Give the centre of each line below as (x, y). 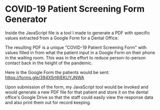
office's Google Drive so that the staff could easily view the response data (79, 97)
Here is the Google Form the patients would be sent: (57, 72)
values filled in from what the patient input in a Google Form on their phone (80, 53)
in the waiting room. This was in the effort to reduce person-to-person (75, 57)
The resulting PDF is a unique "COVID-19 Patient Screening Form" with (76, 47)
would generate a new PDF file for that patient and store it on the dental (77, 92)
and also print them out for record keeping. (48, 102)
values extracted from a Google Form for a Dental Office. (62, 38)
